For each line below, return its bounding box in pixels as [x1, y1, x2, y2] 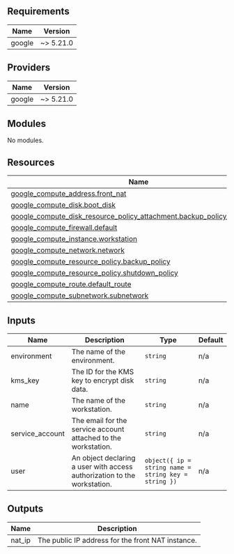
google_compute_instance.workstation [10, 234, 138, 244]
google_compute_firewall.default [10, 223, 118, 233]
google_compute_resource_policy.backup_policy [10, 257, 171, 267]
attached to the [71, 433, 122, 443]
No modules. [7, 136, 44, 145]
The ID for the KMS [71, 367, 134, 377]
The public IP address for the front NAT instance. [37, 535, 197, 545]
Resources [7, 156, 55, 168]
